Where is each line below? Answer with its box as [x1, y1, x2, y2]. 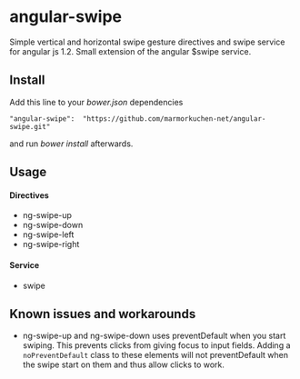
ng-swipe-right [22, 239, 80, 250]
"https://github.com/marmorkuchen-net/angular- [82, 114, 266, 124]
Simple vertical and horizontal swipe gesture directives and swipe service [9, 36, 285, 47]
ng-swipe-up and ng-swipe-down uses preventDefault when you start [22, 330, 286, 342]
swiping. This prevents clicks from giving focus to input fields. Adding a [22, 340, 291, 351]
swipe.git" [9, 122, 51, 131]
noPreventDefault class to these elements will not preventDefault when [22, 350, 289, 361]
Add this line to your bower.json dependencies [9, 96, 184, 107]
